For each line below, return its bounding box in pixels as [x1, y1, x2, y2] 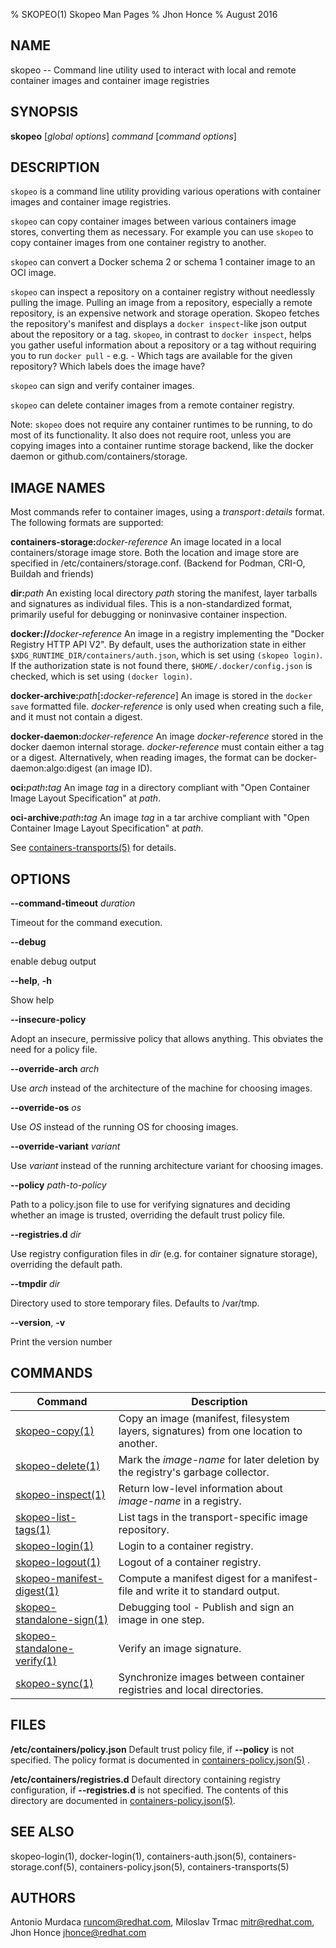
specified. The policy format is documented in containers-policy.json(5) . [10, 1754, 310, 1766]
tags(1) [15, 1522, 51, 1536]
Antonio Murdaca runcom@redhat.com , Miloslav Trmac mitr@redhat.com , [10, 1916, 315, 1928]
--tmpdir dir [10, 1278, 61, 1290]
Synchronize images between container [118, 1670, 305, 1684]
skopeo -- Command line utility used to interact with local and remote [10, 64, 297, 76]
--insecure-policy [10, 1014, 87, 1026]
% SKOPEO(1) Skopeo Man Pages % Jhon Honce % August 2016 [10, 9, 278, 20]
